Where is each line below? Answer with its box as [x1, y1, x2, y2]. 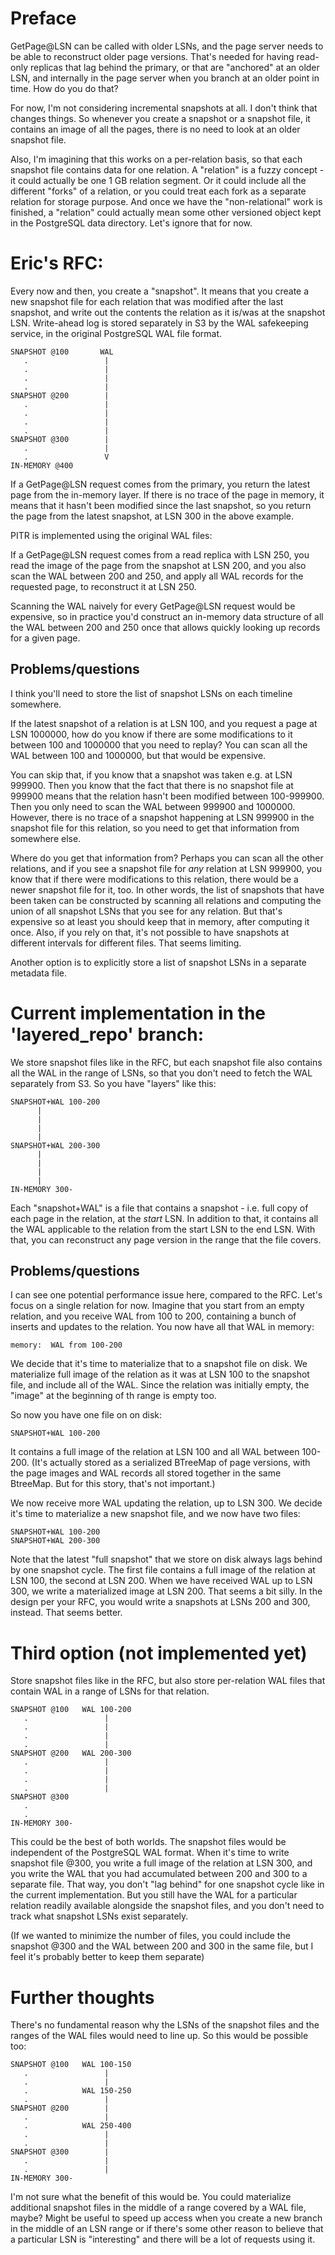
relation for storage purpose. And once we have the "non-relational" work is [10, 195, 323, 207]
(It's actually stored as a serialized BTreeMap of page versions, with [31, 1457, 311, 1469]
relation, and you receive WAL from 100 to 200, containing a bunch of [10, 1310, 297, 1322]
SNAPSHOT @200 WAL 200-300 [10, 1748, 132, 1759]
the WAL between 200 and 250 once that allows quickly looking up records [10, 621, 321, 633]
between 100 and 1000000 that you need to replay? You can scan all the [10, 738, 308, 751]
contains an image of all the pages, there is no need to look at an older [10, 123, 301, 135]
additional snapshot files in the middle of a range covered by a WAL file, [10, 2202, 307, 2214]
